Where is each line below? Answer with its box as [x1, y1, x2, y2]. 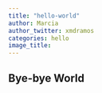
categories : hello [8, 34, 69, 42]
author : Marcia [8, 19, 59, 27]
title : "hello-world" [8, 11, 80, 20]
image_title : [8, 42, 52, 50]
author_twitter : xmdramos [8, 26, 94, 34]
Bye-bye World [8, 71, 85, 85]
